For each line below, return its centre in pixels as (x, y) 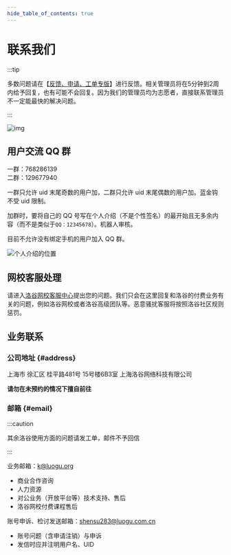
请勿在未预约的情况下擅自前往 (49, 388)
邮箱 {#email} (30, 408)
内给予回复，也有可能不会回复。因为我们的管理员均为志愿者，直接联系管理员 (115, 92)
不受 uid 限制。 (29, 201)
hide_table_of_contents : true (51, 13)
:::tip (13, 69)
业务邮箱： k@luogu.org (41, 466)
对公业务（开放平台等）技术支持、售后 (71, 498)
